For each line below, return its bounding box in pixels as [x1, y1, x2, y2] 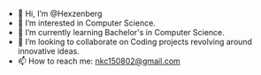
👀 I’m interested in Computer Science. [17, 18, 157, 28]
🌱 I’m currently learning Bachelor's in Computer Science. [17, 27, 226, 37]
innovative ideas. [17, 46, 80, 56]
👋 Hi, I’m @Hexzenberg [17, 9, 103, 19]
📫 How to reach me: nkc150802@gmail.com [17, 56, 181, 66]
